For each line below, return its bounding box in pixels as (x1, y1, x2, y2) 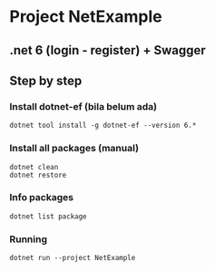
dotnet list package (9, 211, 88, 221)
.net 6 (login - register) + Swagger (9, 43, 206, 58)
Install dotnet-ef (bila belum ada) (9, 100, 157, 112)
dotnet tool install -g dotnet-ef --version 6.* (9, 121, 197, 131)
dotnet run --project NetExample (9, 254, 136, 263)
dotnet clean (9, 162, 59, 171)
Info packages (9, 191, 74, 204)
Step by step (9, 73, 83, 88)
